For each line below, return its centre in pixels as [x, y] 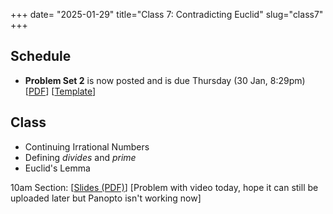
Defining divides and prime [80, 157]
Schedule [41, 56]
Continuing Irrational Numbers [87, 146]
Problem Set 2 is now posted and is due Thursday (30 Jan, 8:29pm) [165, 80]
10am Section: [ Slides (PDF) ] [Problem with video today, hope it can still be [164, 187]
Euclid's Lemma [57, 168]
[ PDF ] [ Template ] [60, 91]
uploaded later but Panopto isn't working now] [106, 198]
